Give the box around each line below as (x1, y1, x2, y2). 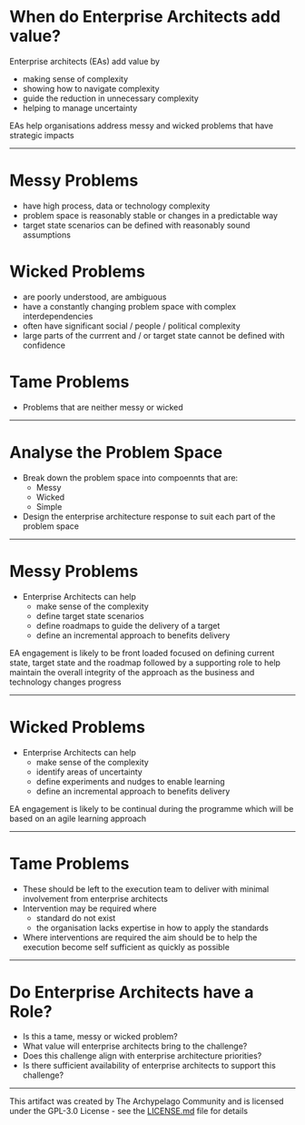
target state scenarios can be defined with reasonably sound (22, 219, 251, 230)
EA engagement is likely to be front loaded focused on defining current (9, 647, 275, 658)
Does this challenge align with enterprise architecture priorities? (22, 1050, 262, 1061)
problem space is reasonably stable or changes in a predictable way (22, 209, 279, 220)
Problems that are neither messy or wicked (22, 401, 183, 412)
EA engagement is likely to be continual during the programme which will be (9, 803, 294, 814)
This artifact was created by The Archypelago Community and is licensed (9, 1096, 284, 1107)
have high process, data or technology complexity (22, 200, 211, 211)
